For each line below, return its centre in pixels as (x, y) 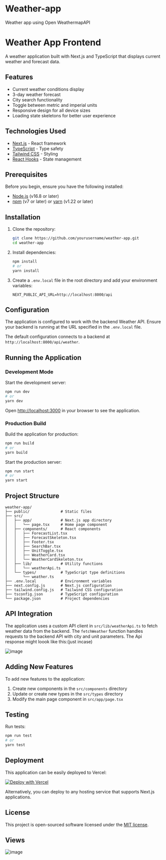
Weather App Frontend (53, 43)
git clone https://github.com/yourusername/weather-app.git (76, 238)
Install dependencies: (34, 252)
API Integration (29, 614)
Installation (23, 217)
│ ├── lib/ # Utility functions (54, 564)
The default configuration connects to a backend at (57, 337)
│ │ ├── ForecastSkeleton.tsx (41, 537)
